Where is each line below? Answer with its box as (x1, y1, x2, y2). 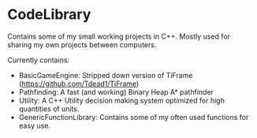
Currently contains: (7, 55, 70, 65)
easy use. (18, 121, 51, 130)
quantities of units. (18, 104, 80, 114)
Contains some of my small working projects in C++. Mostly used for (7, 32, 230, 41)
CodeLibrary (7, 6, 91, 24)
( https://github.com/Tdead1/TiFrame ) (18, 79, 140, 88)
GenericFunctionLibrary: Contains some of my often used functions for (18, 112, 249, 121)
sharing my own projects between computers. (7, 39, 157, 49)
